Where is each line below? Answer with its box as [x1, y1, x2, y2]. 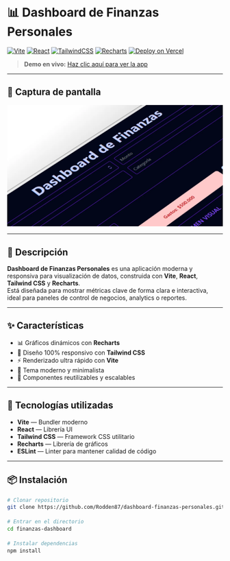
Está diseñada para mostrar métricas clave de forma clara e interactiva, [7, 287, 209, 295]
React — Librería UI [16, 425, 73, 433]
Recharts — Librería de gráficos [16, 440, 108, 448]
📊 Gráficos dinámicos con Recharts [16, 338, 120, 346]
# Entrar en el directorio [7, 518, 84, 525]
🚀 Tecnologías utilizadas [7, 400, 114, 411]
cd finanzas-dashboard [7, 525, 72, 532]
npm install [7, 547, 41, 554]
